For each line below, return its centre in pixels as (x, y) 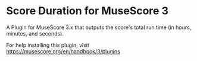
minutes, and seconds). (35, 33)
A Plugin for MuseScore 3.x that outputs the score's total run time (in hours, (99, 27)
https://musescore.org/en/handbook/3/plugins (63, 51)
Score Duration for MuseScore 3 (87, 11)
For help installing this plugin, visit (48, 45)
